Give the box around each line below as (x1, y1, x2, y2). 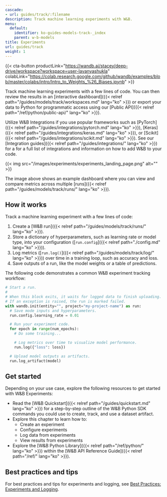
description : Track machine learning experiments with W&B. (5, 16, 133, 21)
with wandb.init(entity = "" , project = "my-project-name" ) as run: (5, 304, 142, 309)
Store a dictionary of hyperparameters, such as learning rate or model (12, 234, 156, 240)
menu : (5, 21, 16, 26)
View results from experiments (19, 437, 83, 444)
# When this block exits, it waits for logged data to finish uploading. (5, 295, 162, 300)
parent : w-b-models (14, 35, 55, 40)
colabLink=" (5, 73, 30, 79)
